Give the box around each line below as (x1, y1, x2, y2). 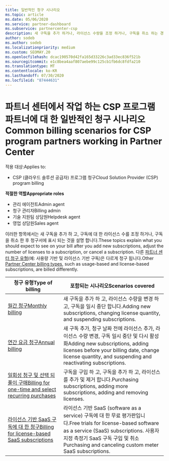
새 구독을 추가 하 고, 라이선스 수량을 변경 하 (63, 295, 159, 302)
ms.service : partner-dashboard (5, 21, 71, 27)
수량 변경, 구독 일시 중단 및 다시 (78, 332, 148, 339)
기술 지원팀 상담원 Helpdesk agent (12, 214, 80, 220)
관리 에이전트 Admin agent (12, 201, 65, 207)
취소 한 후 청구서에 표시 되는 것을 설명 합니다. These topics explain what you (10, 237, 162, 243)
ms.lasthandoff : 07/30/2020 (5, 73, 64, 78)
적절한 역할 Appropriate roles (5, 190, 64, 196)
